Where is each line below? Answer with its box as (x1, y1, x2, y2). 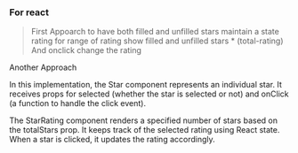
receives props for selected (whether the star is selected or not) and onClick (9, 88, 289, 99)
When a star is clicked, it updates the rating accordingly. (9, 134, 215, 145)
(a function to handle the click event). (9, 98, 147, 109)
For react (9, 6, 49, 19)
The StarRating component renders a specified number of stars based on (9, 115, 278, 126)
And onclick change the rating (30, 45, 142, 56)
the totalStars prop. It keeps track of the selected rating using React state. (9, 125, 280, 135)
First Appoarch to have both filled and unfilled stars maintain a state (30, 27, 280, 37)
